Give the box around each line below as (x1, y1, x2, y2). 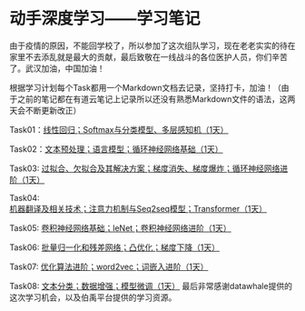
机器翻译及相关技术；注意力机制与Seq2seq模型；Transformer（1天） (9, 203, 268, 214)
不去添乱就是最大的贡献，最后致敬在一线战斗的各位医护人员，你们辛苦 (25, 51, 288, 62)
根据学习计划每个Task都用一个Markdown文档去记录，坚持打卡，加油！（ (9, 82, 281, 93)
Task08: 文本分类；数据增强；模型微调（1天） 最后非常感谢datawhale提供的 (9, 280, 293, 291)
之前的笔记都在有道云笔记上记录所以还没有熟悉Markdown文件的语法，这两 (16, 93, 296, 105)
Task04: (9, 192, 40, 203)
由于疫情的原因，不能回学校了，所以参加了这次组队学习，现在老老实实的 (9, 40, 280, 51)
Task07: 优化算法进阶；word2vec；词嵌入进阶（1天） (9, 261, 209, 272)
